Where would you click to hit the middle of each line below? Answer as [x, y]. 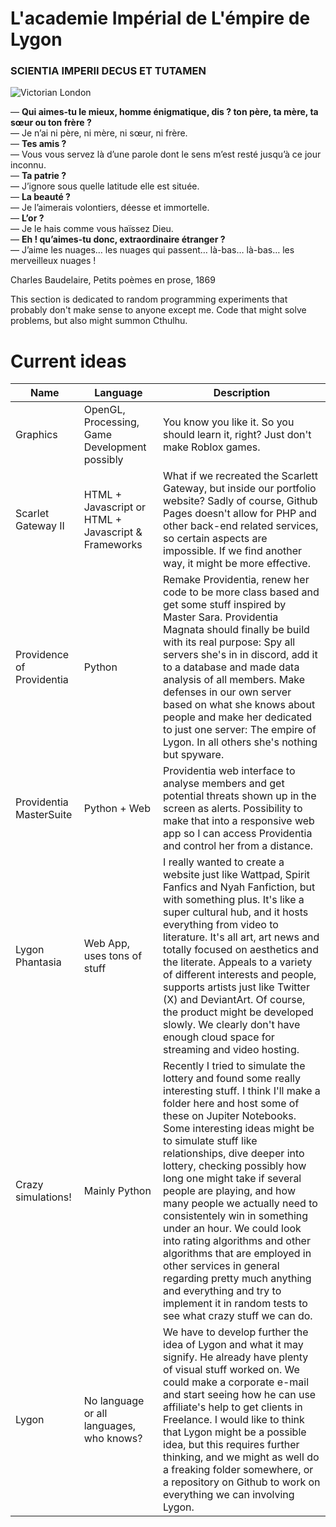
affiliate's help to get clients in [233, 1407]
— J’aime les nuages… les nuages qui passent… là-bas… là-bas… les [152, 250]
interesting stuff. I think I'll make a [242, 1091]
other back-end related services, [241, 526]
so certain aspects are [215, 539]
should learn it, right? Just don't [237, 435]
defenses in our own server [227, 692]
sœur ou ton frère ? [51, 123]
